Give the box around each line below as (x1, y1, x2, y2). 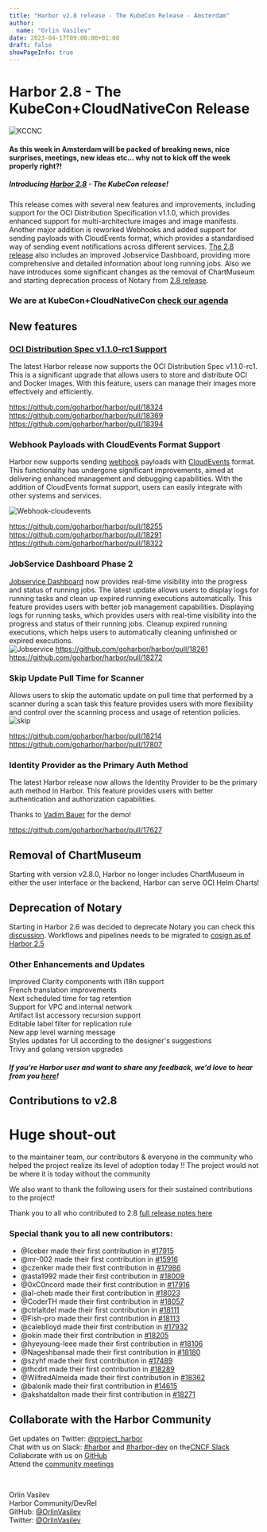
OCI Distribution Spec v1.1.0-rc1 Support (9, 343, 168, 355)
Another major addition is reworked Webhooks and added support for (9, 224, 237, 235)
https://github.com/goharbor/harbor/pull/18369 (9, 411, 164, 421)
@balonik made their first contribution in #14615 (20, 1381, 178, 1391)
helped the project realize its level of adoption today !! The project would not (9, 1161, 259, 1170)
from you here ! (9, 1071, 59, 1080)
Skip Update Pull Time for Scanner (9, 673, 145, 684)
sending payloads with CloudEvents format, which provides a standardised (9, 233, 254, 242)
